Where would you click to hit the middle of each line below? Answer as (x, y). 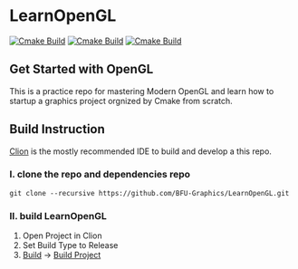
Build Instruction (58, 129)
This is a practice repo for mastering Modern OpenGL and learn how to (142, 91)
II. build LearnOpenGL (58, 216)
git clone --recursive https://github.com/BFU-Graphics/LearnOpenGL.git (149, 193)
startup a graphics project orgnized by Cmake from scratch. (121, 101)
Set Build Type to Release (70, 245)
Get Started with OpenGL (82, 69)
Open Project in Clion (62, 235)
